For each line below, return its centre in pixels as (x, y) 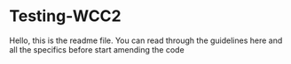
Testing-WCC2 (65, 16)
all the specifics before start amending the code (97, 49)
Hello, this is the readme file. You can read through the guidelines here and (146, 40)
